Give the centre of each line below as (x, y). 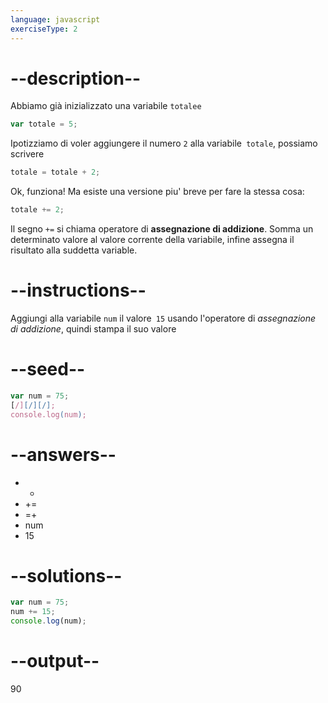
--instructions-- (78, 290)
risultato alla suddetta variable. (74, 250)
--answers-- (63, 454)
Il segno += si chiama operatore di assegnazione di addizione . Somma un (162, 229)
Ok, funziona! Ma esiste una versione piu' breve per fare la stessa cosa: (157, 192)
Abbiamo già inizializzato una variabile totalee (106, 106)
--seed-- (48, 369)
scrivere (27, 154)
